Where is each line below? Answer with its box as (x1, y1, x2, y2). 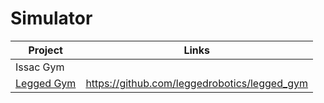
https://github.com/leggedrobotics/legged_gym (85, 76, 309, 90)
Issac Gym (15, 60, 65, 74)
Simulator (10, 7, 93, 30)
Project (28, 43, 63, 57)
